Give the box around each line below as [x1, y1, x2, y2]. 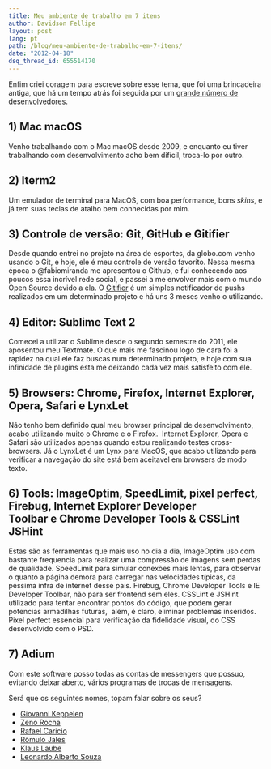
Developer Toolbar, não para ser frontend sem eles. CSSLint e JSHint [8, 589, 239, 599]
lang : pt [8, 34, 38, 43]
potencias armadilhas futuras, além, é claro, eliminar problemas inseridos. [8, 606, 256, 616]
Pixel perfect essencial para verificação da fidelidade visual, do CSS [8, 615, 236, 625]
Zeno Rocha [19, 717, 61, 727]
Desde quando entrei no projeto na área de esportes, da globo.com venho [8, 249, 256, 258]
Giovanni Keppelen [19, 708, 83, 718]
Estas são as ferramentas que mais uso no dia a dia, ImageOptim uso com [8, 546, 255, 556]
